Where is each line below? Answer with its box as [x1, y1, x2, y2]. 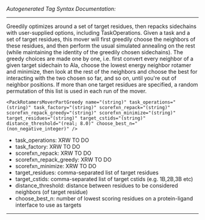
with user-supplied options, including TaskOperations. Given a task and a [6, 29, 190, 36]
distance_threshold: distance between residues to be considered [15, 182, 178, 189]
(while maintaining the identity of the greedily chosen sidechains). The [6, 49, 184, 55]
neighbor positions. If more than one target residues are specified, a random [6, 81, 198, 88]
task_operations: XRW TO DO [15, 137, 90, 144]
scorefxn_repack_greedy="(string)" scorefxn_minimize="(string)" [6, 110, 176, 116]
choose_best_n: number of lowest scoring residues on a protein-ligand [15, 195, 193, 202]
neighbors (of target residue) [15, 188, 88, 196]
